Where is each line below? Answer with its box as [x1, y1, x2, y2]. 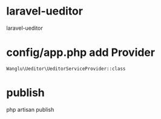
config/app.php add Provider [6, 46, 156, 59]
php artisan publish [6, 106, 54, 113]
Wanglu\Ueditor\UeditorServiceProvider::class [6, 66, 126, 72]
